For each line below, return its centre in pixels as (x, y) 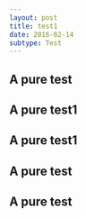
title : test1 (34, 26)
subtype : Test (36, 43)
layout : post (34, 18)
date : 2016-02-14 (42, 34)
